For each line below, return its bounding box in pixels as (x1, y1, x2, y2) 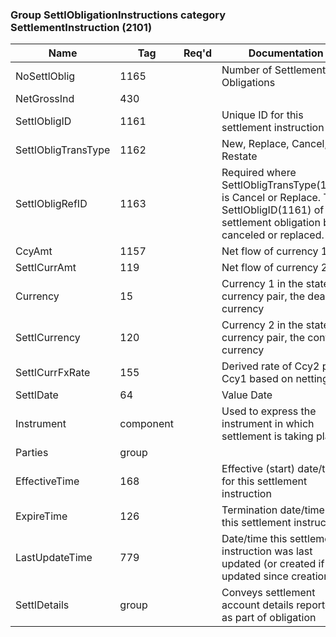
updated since (221, 569, 289, 583)
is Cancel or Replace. (221, 191, 322, 205)
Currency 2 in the (221, 318, 304, 332)
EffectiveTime (15, 474, 80, 488)
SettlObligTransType (15, 143, 111, 157)
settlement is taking (221, 429, 314, 443)
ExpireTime (15, 509, 68, 523)
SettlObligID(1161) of (221, 203, 325, 217)
